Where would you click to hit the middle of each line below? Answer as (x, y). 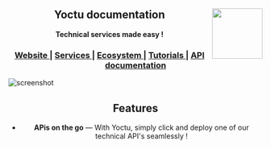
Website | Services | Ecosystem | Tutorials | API (110, 55)
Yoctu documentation (109, 15)
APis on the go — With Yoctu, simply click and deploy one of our (142, 127)
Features (135, 108)
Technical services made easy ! (109, 34)
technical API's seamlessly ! (142, 136)
